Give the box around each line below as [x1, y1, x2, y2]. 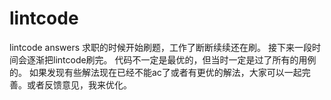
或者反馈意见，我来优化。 [26, 78, 132, 91]
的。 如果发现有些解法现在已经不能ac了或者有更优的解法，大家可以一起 [9, 66, 302, 78]
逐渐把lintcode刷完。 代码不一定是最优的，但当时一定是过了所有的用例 [26, 53, 317, 66]
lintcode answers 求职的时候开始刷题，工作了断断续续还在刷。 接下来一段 [9, 41, 312, 53]
